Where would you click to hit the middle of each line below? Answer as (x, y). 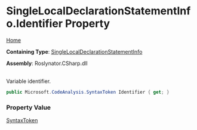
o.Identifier (35, 24)
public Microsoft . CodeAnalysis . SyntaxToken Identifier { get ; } (88, 92)
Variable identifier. (29, 81)
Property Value (29, 107)
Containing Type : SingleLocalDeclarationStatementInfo (74, 51)
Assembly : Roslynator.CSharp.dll (47, 63)
